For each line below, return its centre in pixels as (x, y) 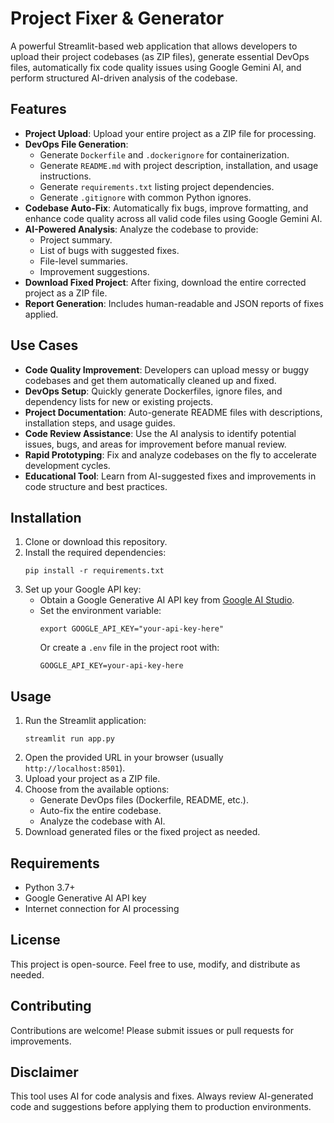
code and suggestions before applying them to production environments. (161, 1107)
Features (38, 109)
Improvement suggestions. (94, 271)
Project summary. (76, 239)
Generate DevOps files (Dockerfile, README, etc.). (144, 800)
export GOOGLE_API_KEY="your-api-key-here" (132, 629)
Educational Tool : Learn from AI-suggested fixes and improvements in (170, 476)
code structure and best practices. (96, 486)
